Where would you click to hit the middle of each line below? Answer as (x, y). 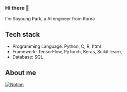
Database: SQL (28, 57)
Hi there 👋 (17, 8)
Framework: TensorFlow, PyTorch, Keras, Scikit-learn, (67, 52)
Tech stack (23, 34)
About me (21, 72)
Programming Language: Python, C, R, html (57, 46)
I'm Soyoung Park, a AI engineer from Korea (50, 19)
